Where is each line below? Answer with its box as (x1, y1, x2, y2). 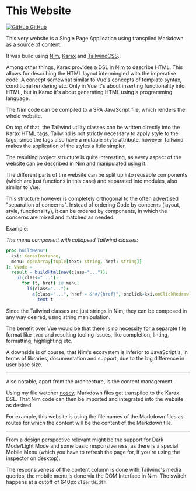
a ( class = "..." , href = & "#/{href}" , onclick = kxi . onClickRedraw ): (32, 291, 194, 297)
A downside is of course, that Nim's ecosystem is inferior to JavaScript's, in (6, 348, 188, 355)
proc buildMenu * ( (6, 248, 48, 253)
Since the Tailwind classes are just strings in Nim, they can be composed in (6, 307, 187, 314)
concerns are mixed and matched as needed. (6, 214, 115, 221)
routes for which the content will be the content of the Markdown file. (6, 419, 173, 426)
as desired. (6, 401, 33, 408)
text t (37, 297, 54, 303)
